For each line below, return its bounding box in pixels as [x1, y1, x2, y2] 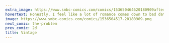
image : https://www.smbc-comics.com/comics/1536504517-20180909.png [5, 16, 152, 21]
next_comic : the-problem [5, 21, 57, 26]
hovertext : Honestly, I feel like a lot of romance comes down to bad [5, 12, 156, 17]
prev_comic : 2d [5, 26, 37, 31]
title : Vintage [5, 30, 37, 35]
